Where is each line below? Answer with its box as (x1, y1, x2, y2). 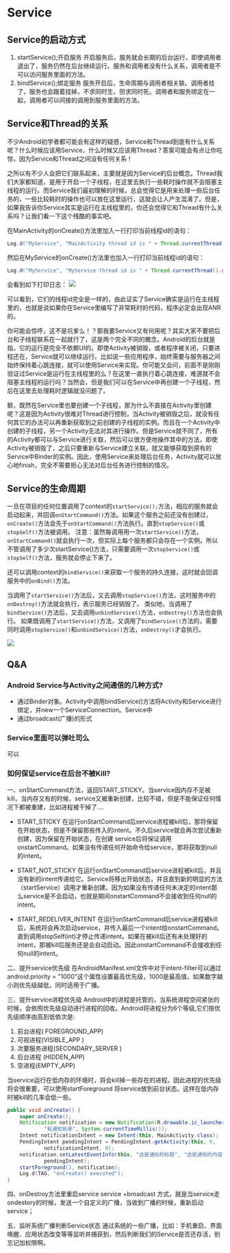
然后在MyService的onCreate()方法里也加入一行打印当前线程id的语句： (7, 253, 205, 262)
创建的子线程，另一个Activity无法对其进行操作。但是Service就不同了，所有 (7, 427, 218, 435)
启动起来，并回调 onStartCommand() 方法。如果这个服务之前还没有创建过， (7, 511, 212, 519)
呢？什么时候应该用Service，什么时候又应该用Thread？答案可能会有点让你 (7, 146, 217, 154)
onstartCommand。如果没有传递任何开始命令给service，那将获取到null (16, 843, 218, 851)
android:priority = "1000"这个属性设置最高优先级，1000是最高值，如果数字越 (7, 972, 223, 980)
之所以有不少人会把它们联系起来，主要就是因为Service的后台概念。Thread (7, 169, 217, 177)
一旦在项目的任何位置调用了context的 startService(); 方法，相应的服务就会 (7, 502, 218, 511)
